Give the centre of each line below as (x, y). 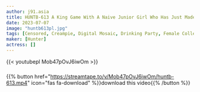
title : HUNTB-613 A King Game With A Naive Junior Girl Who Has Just (94, 17)
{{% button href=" (28, 76)
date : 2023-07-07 (28, 23)
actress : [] (21, 45)
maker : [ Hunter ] (26, 39)
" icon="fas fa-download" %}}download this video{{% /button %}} (109, 83)
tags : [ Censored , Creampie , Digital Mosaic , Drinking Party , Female (93, 34)
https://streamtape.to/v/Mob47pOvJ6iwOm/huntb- (112, 76)
